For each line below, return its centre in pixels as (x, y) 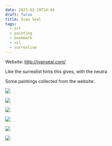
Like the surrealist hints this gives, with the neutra (56, 71)
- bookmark (21, 38)
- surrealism (23, 47)
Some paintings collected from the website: (50, 81)
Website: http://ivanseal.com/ (35, 61)
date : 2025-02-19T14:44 (30, 10)
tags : (11, 24)
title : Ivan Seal (23, 19)
